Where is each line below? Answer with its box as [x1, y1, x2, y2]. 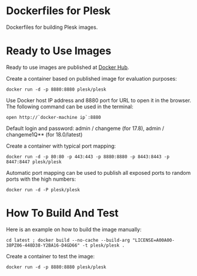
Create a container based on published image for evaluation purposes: [6, 75, 178, 82]
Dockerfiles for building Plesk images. [6, 24, 98, 31]
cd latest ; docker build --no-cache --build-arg [6, 237, 131, 243]
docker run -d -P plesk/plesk [6, 187, 81, 192]
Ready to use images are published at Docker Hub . [6, 64, 129, 71]
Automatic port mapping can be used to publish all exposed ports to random [6, 169, 191, 176]
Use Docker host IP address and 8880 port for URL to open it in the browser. [6, 97, 192, 104]
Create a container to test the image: [6, 252, 95, 260]
